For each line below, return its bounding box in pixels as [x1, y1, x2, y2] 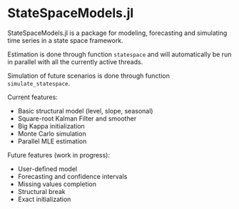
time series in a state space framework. [7, 36, 123, 44]
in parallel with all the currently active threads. [7, 57, 143, 66]
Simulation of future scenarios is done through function [7, 71, 170, 80]
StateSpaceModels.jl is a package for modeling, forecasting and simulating [7, 29, 228, 37]
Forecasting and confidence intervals [17, 172, 128, 180]
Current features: [7, 93, 59, 101]
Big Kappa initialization [17, 121, 86, 130]
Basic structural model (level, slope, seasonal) [17, 106, 153, 115]
